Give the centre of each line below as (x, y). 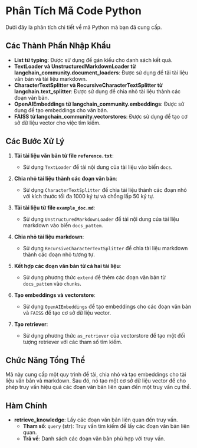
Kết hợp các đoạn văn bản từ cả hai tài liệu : (68, 266)
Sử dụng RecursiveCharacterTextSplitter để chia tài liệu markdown (105, 248)
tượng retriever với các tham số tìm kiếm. (73, 342)
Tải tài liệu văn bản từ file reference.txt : (64, 155)
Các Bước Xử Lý (35, 141)
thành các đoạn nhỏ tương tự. (59, 254)
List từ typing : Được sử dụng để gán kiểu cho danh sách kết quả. (93, 60)
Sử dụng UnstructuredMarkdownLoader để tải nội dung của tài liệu (101, 219)
